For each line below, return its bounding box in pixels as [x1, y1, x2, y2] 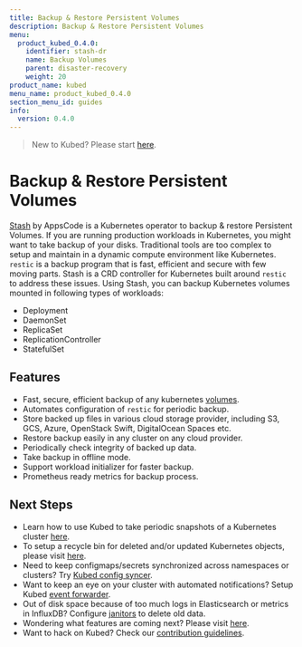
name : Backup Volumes [25, 55, 107, 64]
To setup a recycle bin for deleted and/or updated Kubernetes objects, [22, 540, 285, 551]
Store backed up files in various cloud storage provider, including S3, [22, 413, 280, 424]
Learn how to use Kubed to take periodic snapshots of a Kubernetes [22, 521, 278, 532]
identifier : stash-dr [25, 47, 107, 56]
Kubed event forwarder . [22, 588, 111, 599]
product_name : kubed [9, 81, 88, 90]
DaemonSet [22, 314, 67, 326]
